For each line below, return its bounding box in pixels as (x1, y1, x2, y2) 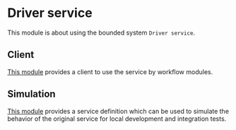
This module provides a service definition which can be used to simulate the (7, 107, 230, 115)
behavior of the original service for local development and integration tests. (7, 114, 227, 123)
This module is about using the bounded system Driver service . (7, 28, 196, 37)
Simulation (7, 88, 56, 100)
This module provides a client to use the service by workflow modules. (7, 67, 213, 76)
